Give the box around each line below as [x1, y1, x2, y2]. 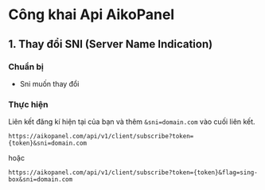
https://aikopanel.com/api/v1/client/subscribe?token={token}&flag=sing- [8, 169, 259, 176]
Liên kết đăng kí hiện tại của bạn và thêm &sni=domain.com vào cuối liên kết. [8, 117, 256, 126]
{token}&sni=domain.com [8, 139, 88, 148]
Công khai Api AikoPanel [8, 6, 175, 24]
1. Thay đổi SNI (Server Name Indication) [8, 37, 213, 51]
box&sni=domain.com [8, 176, 73, 184]
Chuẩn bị [8, 61, 44, 72]
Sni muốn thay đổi [19, 79, 80, 88]
